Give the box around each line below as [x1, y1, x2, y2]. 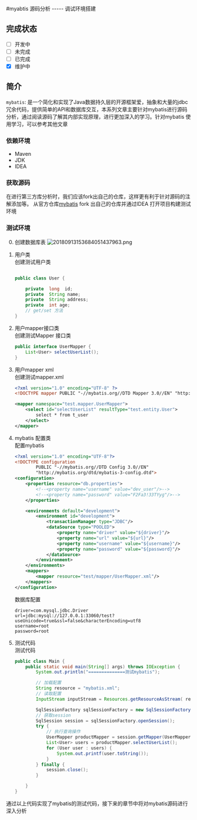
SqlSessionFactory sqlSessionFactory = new [36, 706, 144, 713]
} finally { [36, 761, 65, 768]
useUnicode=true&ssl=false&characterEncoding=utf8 [14, 618, 141, 624]
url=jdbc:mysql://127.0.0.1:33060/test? [14, 612, 115, 619]
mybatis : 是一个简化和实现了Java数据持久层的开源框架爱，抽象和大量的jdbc [6, 98, 188, 105]
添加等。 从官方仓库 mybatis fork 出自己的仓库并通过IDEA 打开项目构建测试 [11, 201, 191, 208]
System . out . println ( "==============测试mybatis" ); [36, 669, 160, 675]
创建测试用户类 [14, 258, 51, 265]
